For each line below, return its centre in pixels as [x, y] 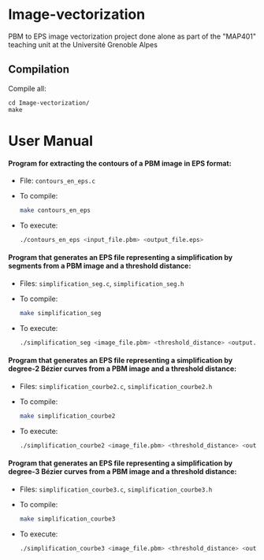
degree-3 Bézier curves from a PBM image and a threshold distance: [123, 472]
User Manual [50, 141]
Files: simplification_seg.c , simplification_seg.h [102, 284]
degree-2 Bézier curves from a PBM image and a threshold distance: [123, 369]
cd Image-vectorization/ [49, 103]
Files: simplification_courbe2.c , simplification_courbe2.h [116, 387]
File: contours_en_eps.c [58, 181]
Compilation [39, 70]
